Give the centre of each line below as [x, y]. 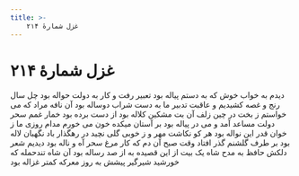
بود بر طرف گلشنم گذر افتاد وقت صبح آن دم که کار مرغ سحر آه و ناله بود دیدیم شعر [150, 143]
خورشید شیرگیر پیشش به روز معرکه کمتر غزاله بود [95, 162]
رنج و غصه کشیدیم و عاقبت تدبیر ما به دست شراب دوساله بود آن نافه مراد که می [145, 105]
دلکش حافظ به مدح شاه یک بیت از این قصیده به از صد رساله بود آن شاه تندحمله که [149, 153]
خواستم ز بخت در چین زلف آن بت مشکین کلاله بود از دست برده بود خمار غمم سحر [148, 114]
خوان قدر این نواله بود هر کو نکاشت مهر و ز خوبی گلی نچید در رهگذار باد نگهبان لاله [149, 133]
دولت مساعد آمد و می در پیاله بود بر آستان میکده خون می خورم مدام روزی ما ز [143, 124]
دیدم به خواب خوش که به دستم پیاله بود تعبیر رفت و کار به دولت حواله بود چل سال [148, 95]
